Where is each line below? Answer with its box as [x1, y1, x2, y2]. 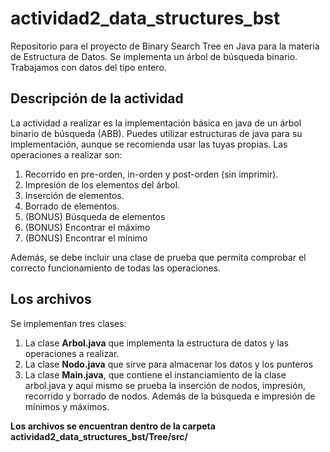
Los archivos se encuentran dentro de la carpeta [10, 420, 216, 432]
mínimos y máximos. [24, 400, 110, 412]
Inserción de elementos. [24, 189, 125, 201]
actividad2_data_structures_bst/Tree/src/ [10, 430, 188, 442]
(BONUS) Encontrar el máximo [24, 221, 151, 233]
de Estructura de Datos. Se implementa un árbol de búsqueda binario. [10, 50, 298, 62]
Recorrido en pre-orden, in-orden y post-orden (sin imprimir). [24, 168, 279, 180]
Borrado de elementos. [24, 200, 120, 212]
